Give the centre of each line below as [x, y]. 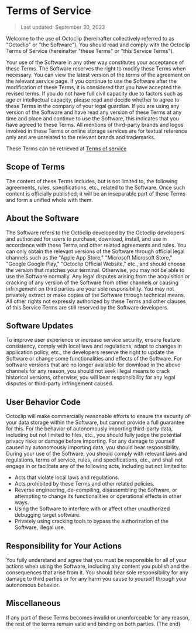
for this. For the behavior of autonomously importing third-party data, [90, 429]
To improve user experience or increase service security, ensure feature [93, 340]
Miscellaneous [33, 603]
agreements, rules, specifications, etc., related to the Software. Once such [96, 187]
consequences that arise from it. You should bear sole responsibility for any [97, 573]
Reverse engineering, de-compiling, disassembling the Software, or [96, 490]
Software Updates [40, 326]
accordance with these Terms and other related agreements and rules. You [96, 245]
